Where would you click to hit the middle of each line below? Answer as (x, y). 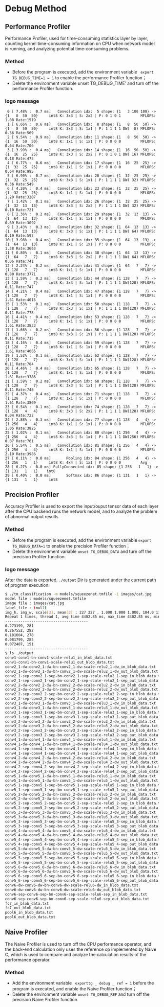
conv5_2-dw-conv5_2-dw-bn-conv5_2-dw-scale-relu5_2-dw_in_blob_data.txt (81, 794)
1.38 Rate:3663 (20, 248)
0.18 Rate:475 (20, 159)
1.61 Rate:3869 (20, 402)
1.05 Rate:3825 (20, 428)
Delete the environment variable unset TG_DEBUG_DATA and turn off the (82, 551)
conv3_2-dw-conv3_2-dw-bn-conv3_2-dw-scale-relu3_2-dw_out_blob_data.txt (82, 726)
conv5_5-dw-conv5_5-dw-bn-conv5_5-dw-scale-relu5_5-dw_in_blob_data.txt (81, 849)
